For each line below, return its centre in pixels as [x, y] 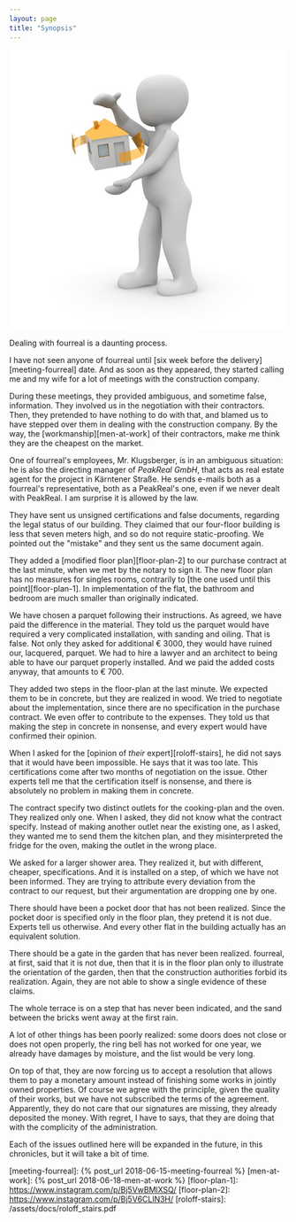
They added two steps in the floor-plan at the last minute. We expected [138, 688]
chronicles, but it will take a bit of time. [80, 1153]
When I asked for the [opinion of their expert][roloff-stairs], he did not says [145, 753]
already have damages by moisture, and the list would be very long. [133, 1053]
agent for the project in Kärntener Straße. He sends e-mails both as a [135, 479]
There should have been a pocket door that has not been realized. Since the [147, 908]
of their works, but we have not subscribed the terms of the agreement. [139, 1099]
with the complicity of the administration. [83, 1127]
